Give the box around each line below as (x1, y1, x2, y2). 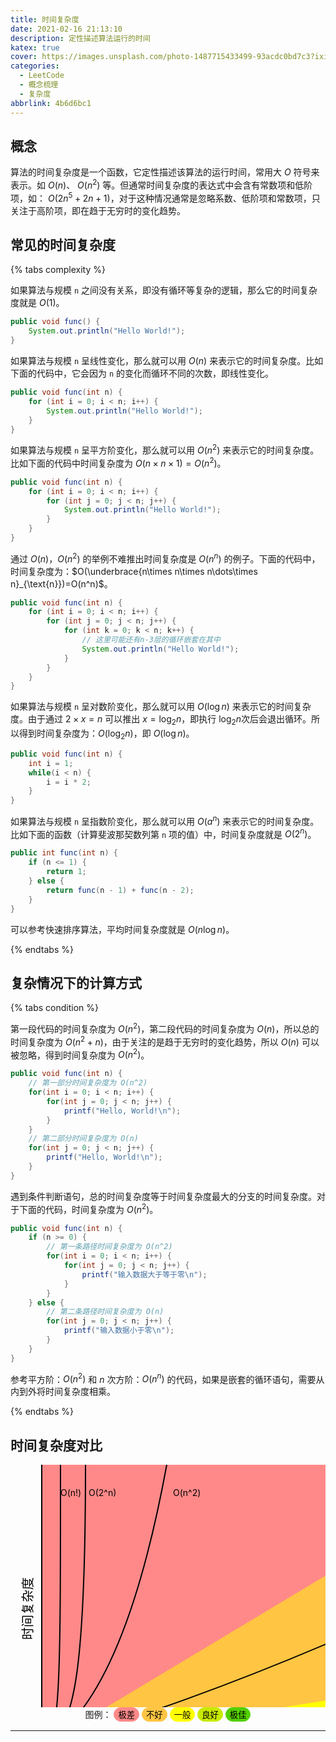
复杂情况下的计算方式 (10, 974, 142, 991)
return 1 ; (46, 867, 87, 877)
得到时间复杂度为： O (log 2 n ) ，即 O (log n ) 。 (18, 727, 195, 741)
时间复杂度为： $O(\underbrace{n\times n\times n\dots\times (10, 565, 258, 577)
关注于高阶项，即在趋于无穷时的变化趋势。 (10, 204, 186, 216)
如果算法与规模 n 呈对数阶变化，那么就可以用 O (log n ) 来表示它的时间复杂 (10, 701, 312, 713)
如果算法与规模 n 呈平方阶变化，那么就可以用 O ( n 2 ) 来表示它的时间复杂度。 (10, 442, 320, 456)
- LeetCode (19, 71, 65, 81)
